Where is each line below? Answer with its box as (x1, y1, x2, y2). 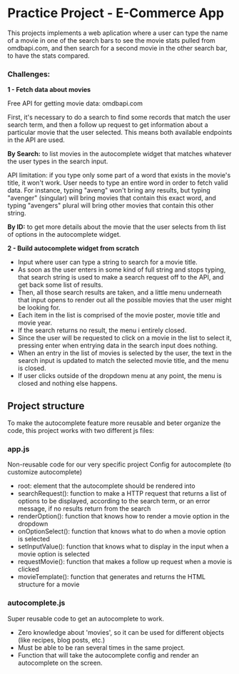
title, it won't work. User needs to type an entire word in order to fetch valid (7, 178, 228, 187)
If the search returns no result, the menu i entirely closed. (17, 326, 187, 335)
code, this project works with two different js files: (7, 427, 155, 435)
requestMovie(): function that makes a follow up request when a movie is (17, 558, 233, 566)
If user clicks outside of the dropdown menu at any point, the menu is (17, 372, 223, 380)
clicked (17, 565, 39, 573)
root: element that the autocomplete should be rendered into (17, 481, 195, 490)
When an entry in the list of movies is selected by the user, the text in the (17, 349, 233, 357)
